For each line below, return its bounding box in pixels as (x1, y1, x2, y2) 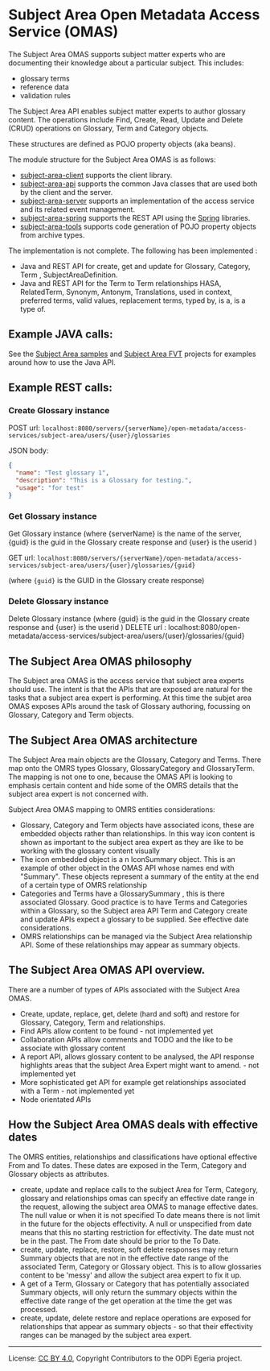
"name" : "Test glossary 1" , (15, 469, 110, 477)
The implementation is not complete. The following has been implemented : (8, 246, 258, 255)
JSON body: (8, 445, 49, 456)
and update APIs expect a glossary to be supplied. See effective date (19, 914, 249, 924)
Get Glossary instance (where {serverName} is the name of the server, (8, 529, 243, 539)
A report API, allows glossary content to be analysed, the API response (19, 1051, 255, 1061)
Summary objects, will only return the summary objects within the (19, 1287, 238, 1297)
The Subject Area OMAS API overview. (8, 963, 206, 977)
